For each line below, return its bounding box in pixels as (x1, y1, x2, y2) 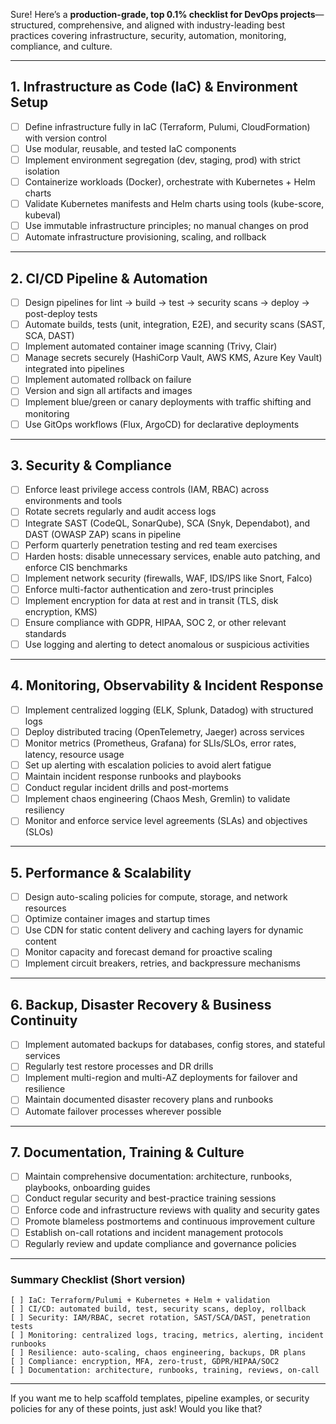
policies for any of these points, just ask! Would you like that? (10, 1403, 263, 1415)
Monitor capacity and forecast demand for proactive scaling (24, 946, 273, 958)
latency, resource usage (24, 749, 125, 760)
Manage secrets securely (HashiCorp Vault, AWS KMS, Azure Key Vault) (24, 352, 323, 364)
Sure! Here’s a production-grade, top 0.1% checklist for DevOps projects (10, 9, 316, 20)
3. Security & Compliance (10, 457, 172, 474)
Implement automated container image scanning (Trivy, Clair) (24, 340, 278, 353)
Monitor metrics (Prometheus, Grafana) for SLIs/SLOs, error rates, (24, 737, 297, 749)
